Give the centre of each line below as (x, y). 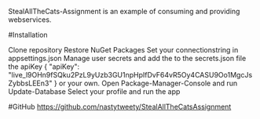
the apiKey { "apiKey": (44, 67)
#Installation (28, 35)
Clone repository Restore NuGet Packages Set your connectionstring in (123, 50)
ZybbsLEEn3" (30, 83)
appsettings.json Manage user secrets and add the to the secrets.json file (127, 58)
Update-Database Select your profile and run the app (94, 92)
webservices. (30, 20)
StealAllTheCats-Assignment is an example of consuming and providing (124, 11)
